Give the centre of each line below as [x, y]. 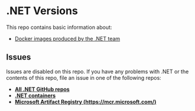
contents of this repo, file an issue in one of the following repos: [84, 77]
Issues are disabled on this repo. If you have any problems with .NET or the [97, 71]
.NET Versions [42, 11]
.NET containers [35, 95]
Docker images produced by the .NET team [67, 38]
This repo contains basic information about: [59, 27]
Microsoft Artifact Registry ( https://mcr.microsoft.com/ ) [85, 102]
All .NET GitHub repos [42, 89]
